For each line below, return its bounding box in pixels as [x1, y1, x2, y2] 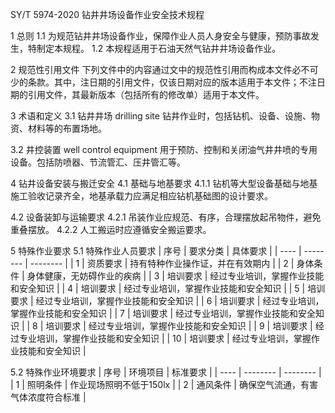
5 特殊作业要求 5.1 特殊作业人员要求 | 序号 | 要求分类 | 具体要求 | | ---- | [10, 245, 302, 257]
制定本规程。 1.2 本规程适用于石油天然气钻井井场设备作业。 [36, 43, 282, 54]
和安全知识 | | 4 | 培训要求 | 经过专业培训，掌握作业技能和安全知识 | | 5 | [10, 283, 306, 294]
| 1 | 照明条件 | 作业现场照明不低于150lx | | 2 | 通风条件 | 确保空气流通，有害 [10, 379, 318, 390]
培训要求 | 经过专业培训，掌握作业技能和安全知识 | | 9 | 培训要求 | [45, 320, 313, 332]
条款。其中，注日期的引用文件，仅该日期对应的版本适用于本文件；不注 [27, 76, 317, 88]
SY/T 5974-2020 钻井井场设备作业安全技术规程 [10, 9, 205, 20]
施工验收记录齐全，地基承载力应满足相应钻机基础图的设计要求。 [10, 190, 273, 202]
